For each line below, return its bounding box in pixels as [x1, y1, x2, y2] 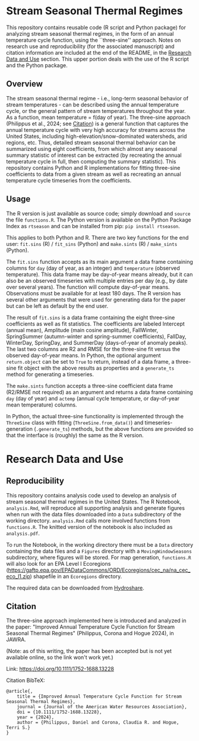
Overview [6, 79, 43, 89]
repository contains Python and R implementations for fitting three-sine [6, 164, 181, 171]
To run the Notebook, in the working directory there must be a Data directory [6, 541, 194, 548]
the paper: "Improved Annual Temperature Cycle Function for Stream [6, 623, 175, 630]
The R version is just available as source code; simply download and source [6, 210, 191, 217]
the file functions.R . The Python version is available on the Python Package [6, 216, 191, 223]
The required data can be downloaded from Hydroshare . [6, 584, 144, 591]
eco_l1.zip [6, 572, 31, 580]
